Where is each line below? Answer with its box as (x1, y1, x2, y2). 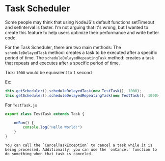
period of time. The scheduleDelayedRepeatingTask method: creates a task (5, 54, 154, 60)
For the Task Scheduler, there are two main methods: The (5, 44, 121, 50)
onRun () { (14, 120, 34, 125)
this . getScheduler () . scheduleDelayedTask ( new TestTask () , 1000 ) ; (5, 88, 142, 93)
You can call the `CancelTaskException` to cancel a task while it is (5, 143, 153, 148)
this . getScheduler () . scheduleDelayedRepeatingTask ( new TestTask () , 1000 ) (5, 93, 160, 98)
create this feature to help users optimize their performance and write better (5, 29, 160, 35)
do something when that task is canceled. (5, 152, 93, 157)
